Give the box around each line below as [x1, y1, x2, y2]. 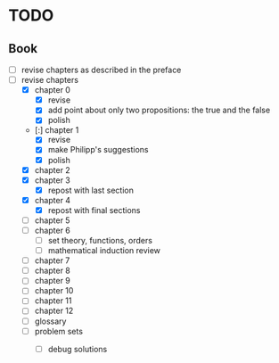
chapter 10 [34, 285, 74, 296]
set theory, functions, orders [47, 235, 153, 245]
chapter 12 [34, 305, 74, 317]
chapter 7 [34, 255, 70, 266]
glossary [34, 316, 67, 326]
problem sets [34, 326, 84, 336]
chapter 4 [34, 194, 71, 205]
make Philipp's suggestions [47, 144, 149, 155]
